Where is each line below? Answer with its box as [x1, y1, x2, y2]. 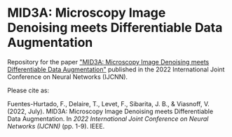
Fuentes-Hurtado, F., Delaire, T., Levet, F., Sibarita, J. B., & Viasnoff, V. [7, 99, 210, 108]
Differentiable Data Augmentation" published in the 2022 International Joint [7, 65, 225, 73]
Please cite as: [7, 86, 50, 94]
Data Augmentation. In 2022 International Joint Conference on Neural [7, 114, 209, 123]
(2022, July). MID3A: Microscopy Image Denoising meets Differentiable [7, 107, 214, 115]
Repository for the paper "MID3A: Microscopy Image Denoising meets [7, 57, 210, 66]
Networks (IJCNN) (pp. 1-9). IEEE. [7, 122, 105, 130]
